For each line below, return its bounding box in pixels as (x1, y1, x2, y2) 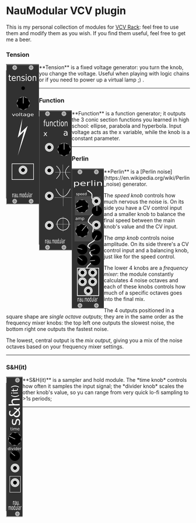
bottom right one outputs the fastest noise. (6, 325, 109, 332)
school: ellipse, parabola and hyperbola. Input (72, 122, 182, 129)
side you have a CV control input (104, 204, 183, 211)
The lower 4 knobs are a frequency (104, 264, 188, 271)
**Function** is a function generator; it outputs (72, 110, 186, 117)
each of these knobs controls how (104, 283, 185, 290)
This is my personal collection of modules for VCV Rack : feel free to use (6, 23, 179, 30)
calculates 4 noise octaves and (104, 276, 178, 283)
